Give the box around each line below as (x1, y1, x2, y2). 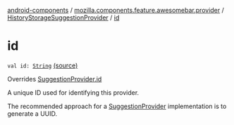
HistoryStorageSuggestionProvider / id (7, 13, 120, 22)
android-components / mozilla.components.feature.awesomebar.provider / (7, 6, 224, 14)
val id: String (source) (7, 61, 78, 70)
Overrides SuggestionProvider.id (7, 74, 102, 83)
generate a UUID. (7, 109, 58, 118)
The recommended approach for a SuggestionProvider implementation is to (7, 102, 227, 110)
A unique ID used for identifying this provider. (7, 88, 140, 97)
